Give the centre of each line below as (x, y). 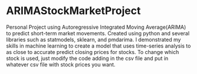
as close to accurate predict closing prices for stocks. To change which (93, 52)
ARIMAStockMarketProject (74, 11)
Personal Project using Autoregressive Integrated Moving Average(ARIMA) (96, 27)
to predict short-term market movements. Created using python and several (98, 33)
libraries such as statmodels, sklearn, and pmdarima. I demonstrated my (94, 39)
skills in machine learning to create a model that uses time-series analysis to (98, 46)
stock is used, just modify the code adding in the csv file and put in (87, 58)
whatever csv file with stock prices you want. (61, 64)
